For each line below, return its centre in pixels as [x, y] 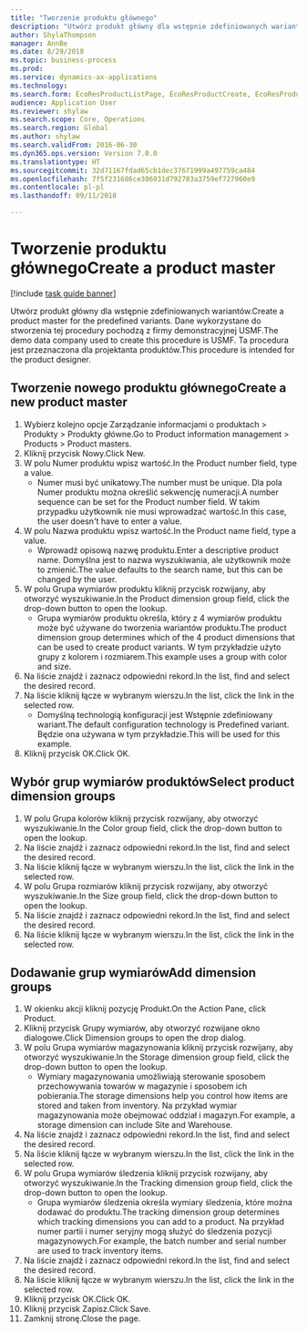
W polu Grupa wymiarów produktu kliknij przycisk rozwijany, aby [145, 589]
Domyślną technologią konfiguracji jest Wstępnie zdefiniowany [155, 714]
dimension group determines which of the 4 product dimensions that [166, 637]
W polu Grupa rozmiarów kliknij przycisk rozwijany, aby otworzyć [146, 886]
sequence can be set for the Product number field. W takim [148, 501]
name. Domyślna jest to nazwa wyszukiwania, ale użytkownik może [164, 559]
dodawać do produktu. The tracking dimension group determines [159, 1212]
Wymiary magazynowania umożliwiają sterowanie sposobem [151, 1077]
